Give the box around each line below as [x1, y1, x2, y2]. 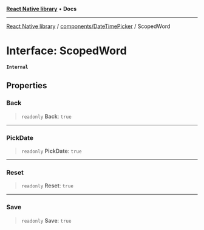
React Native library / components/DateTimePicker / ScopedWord [6, 23, 171, 30]
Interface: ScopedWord [6, 44, 127, 58]
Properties [6, 80, 47, 91]
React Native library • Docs [6, 5, 77, 12]
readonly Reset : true [21, 182, 74, 189]
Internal [6, 64, 29, 70]
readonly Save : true [21, 217, 72, 224]
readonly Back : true [21, 113, 72, 120]
